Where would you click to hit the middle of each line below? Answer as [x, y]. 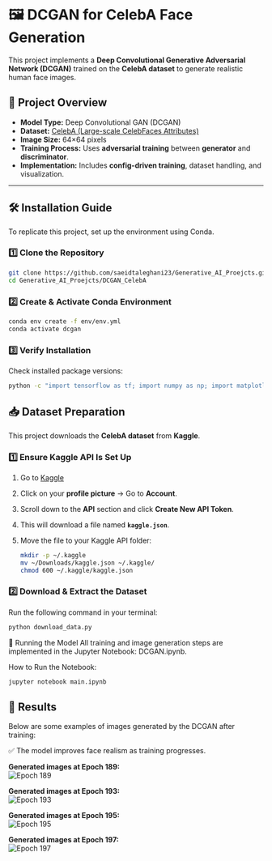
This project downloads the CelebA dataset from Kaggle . [104, 435]
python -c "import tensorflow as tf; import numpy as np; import [121, 386]
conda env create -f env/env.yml [65, 321]
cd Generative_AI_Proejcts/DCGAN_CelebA [78, 280]
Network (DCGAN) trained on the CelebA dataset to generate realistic [126, 68]
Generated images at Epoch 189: [64, 767]
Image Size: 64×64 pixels [63, 139]
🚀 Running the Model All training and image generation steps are [116, 642]
